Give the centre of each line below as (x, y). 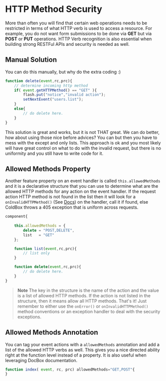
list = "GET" (39, 235)
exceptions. (29, 317)
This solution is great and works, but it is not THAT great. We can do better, (82, 132)
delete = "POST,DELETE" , (49, 230)
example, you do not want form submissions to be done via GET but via (79, 33)
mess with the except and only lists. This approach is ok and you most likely (83, 142)
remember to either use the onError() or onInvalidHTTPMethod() (83, 306)
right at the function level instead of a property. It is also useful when (76, 355)
